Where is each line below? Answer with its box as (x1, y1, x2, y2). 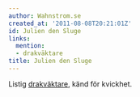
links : (8, 34, 31, 43)
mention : (15, 42, 45, 50)
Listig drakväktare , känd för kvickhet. (8, 78, 133, 89)
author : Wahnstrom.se (8, 11, 82, 20)
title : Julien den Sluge (8, 57, 92, 65)
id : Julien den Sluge (8, 27, 82, 35)
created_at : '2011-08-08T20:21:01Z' (8, 19, 132, 27)
